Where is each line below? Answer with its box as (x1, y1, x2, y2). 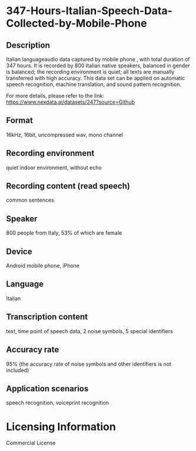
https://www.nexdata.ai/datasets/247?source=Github (6, 98, 135, 106)
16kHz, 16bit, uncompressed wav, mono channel (6, 131, 124, 138)
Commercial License (6, 439, 56, 446)
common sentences (6, 196, 54, 204)
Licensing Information (6, 420, 116, 433)
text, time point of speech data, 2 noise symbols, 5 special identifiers (6, 327, 174, 334)
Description (6, 40, 50, 50)
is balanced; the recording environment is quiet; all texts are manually (6, 68, 175, 75)
